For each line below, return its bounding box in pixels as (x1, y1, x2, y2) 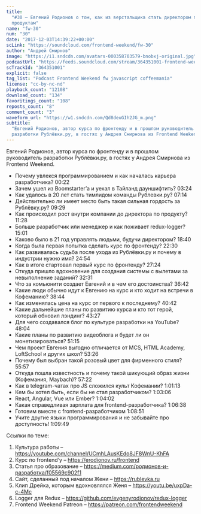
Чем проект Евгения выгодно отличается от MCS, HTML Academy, (14, 344, 185, 351)
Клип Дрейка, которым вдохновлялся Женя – (14, 482, 132, 489)
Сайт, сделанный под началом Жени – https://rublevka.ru (14, 475, 160, 482)
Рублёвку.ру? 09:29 (14, 204, 66, 211)
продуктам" (11, 20, 39, 26)
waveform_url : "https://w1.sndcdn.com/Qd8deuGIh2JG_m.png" (6, 114, 157, 120)
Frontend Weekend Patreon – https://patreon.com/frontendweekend (14, 501, 183, 508)
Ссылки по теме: (6, 432, 50, 439)
